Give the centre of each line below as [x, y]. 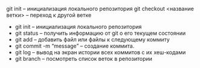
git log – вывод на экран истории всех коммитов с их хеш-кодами [100, 52]
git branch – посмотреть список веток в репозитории [84, 59]
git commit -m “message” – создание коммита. [75, 46]
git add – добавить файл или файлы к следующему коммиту [92, 39]
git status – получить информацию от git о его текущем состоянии [100, 33]
